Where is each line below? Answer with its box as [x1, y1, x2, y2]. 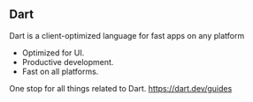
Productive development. [21, 56, 114, 67]
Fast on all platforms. [21, 66, 99, 76]
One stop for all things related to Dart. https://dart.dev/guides [9, 83, 233, 93]
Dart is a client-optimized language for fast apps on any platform [9, 30, 245, 40]
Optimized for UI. [21, 47, 85, 58]
